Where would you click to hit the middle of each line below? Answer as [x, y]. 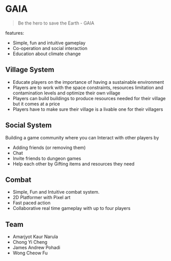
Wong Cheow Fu [30, 253]
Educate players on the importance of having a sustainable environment [88, 82]
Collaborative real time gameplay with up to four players [71, 208]
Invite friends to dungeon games [47, 158]
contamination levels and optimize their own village [67, 93]
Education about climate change [46, 54]
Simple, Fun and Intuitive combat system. [56, 192]
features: [15, 33]
